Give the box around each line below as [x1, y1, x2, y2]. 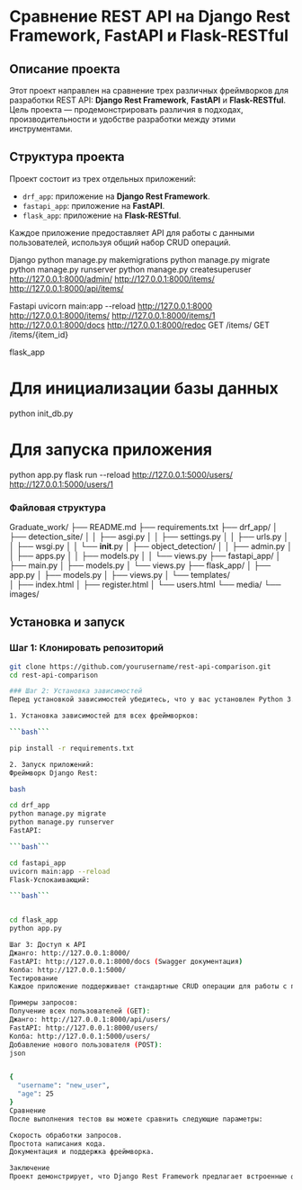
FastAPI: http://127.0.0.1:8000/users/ [9, 1023, 159, 1032]
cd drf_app [9, 801, 50, 810]
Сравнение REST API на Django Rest [9, 6, 290, 27]
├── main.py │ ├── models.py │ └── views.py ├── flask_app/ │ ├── [9, 560, 271, 571]
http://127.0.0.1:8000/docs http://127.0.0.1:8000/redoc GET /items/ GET [9, 320, 271, 330]
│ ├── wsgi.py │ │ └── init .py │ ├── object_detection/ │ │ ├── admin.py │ [9, 540, 293, 551]
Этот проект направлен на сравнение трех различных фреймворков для [9, 86, 289, 95]
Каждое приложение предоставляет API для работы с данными [9, 227, 255, 238]
